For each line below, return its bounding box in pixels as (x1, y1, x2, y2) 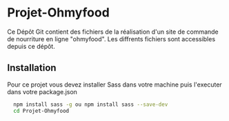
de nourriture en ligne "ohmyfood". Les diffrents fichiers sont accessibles (7, 34, 216, 43)
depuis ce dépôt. (7, 42, 55, 50)
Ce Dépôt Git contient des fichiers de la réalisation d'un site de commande (7, 27, 219, 36)
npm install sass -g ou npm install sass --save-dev (13, 101, 168, 108)
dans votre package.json (7, 87, 78, 96)
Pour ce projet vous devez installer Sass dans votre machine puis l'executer (7, 80, 222, 89)
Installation (7, 62, 57, 74)
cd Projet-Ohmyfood (13, 107, 70, 114)
